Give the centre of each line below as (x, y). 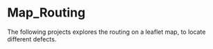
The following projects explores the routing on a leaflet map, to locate (106, 32)
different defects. (32, 39)
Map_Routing (46, 13)
